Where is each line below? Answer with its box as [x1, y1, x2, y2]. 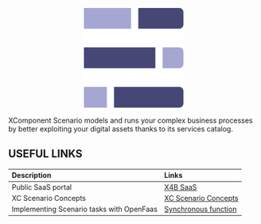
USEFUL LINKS [8, 147, 83, 161]
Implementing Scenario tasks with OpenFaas [11, 204, 158, 214]
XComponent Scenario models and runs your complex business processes [8, 116, 253, 125]
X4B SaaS [164, 182, 197, 191]
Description [11, 171, 52, 180]
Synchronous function [164, 204, 237, 214]
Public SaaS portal [11, 182, 72, 191]
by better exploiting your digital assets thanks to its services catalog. [8, 124, 233, 133]
